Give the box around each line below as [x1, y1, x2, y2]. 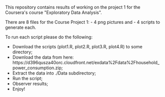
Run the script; [12, 76, 43, 81]
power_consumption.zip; [12, 65, 63, 71]
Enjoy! [12, 86, 25, 92]
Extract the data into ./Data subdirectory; [12, 70, 96, 76]
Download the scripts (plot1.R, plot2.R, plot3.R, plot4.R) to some [12, 44, 143, 49]
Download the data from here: [12, 54, 74, 60]
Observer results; [12, 81, 48, 87]
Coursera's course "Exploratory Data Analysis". [5, 9, 102, 15]
